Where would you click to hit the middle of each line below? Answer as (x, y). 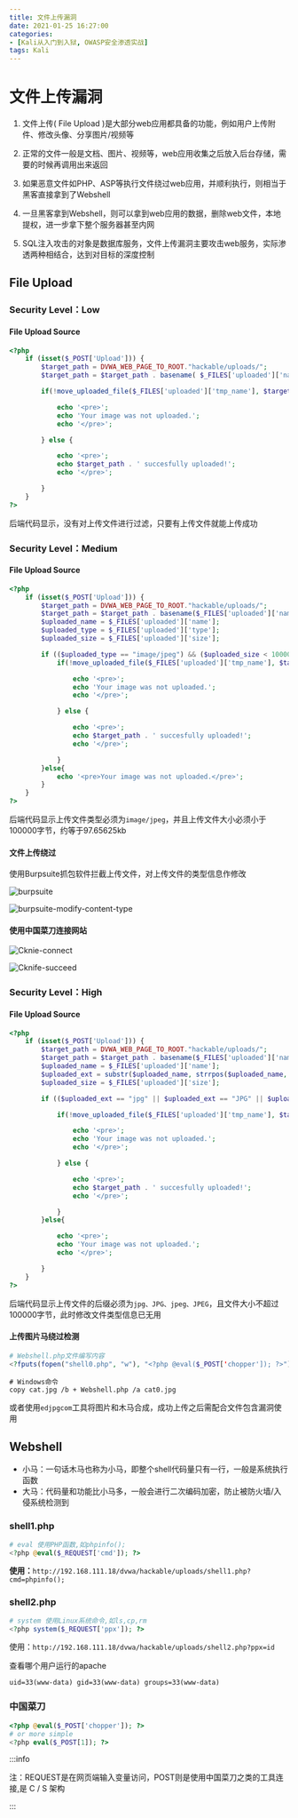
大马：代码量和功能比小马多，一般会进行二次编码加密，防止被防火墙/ (148, 1491)
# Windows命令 (34, 1382)
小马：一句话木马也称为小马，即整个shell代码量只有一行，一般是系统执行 (155, 1469)
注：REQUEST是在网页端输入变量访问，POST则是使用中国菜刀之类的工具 (143, 1777)
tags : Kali (29, 51)
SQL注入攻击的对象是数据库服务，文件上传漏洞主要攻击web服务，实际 (150, 243)
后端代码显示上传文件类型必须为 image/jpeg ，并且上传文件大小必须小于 (138, 819)
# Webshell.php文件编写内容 (57, 1356)
